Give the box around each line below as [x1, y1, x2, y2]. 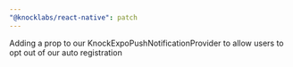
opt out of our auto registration [9, 46, 122, 58]
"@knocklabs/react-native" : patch [9, 13, 138, 22]
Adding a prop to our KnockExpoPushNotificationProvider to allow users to [9, 38, 284, 48]
